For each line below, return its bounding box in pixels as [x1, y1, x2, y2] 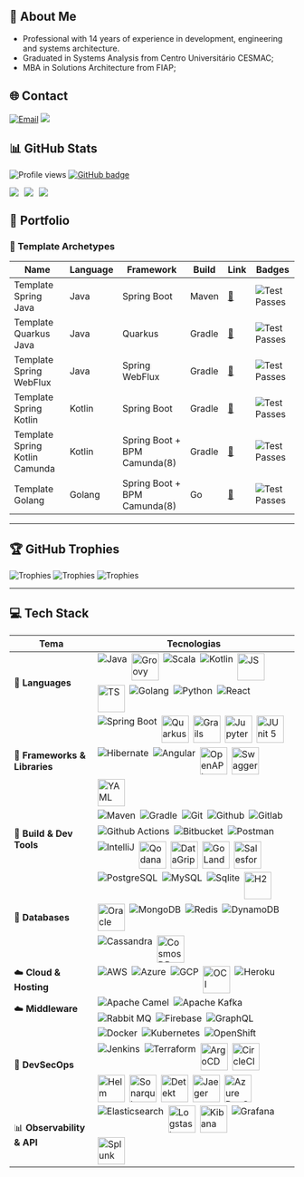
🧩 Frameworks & [14, 749, 86, 762]
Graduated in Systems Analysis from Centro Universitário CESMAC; [22, 52, 274, 63]
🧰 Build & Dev [14, 827, 73, 840]
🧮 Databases [14, 910, 70, 923]
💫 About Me [9, 9, 77, 24]
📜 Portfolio [9, 212, 71, 228]
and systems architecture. [22, 43, 120, 53]
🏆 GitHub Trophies [9, 541, 120, 557]
